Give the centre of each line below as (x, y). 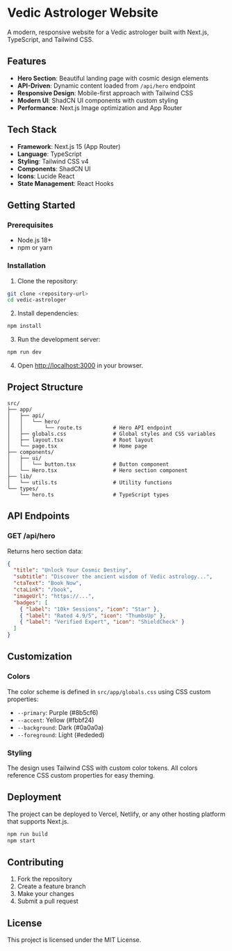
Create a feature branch (51, 886)
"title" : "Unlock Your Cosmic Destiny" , (73, 570)
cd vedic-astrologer (37, 300)
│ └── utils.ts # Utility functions (90, 482)
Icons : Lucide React (46, 176)
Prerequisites (30, 225)
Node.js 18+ (34, 240)
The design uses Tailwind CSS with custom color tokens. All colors (102, 768)
